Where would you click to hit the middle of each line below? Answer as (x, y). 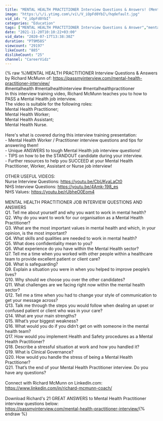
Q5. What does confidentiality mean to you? (49, 244)
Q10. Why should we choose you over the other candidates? (65, 280)
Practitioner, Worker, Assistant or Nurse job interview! (59, 166)
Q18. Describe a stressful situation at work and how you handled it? (72, 347)
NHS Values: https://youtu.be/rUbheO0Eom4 (50, 192)
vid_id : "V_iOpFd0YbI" (28, 18)
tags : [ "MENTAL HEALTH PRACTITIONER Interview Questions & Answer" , (76, 28)
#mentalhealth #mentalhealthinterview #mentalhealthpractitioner (70, 88)
